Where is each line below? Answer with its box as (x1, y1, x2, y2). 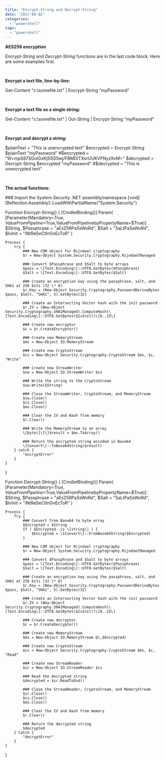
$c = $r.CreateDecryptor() (23, 622, 78, 627)
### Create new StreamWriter (23, 365, 83, 370)
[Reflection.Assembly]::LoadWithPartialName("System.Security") (5, 200, 137, 206)
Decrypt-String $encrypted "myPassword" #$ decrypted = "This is (5, 161, 140, 166)
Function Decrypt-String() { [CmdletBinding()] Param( (5, 479, 114, 485)
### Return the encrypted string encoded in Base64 (23, 439, 132, 444)
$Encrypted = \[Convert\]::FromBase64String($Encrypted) (31, 531, 151, 536)
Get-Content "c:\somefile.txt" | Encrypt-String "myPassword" (5, 88, 130, 93)
